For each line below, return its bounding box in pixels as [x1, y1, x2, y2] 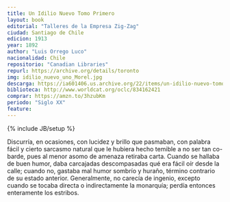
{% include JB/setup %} [7, 124, 75, 132]
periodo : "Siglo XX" [7, 99, 66, 106]
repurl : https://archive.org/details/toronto [7, 67, 139, 74]
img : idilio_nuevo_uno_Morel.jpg [7, 73, 103, 81]
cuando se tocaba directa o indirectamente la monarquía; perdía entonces [7, 181, 216, 189]
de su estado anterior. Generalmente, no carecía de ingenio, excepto [7, 174, 201, 182]
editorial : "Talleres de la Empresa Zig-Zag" [7, 23, 139, 29]
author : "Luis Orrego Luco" [7, 49, 88, 55]
